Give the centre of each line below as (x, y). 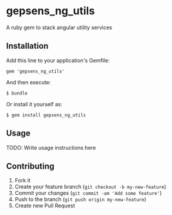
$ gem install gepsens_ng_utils (46, 115)
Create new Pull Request (45, 205)
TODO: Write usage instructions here (51, 147)
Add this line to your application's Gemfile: (58, 60)
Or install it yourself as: (34, 104)
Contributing (30, 166)
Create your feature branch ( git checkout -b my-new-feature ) (90, 187)
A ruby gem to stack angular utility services (59, 27)
